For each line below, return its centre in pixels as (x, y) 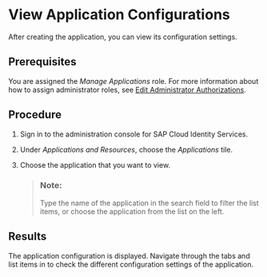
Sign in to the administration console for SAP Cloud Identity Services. (134, 134)
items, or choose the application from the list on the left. (132, 211)
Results (28, 237)
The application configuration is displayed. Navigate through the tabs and (129, 255)
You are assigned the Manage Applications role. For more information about (133, 81)
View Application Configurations (119, 15)
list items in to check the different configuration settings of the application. (131, 264)
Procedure (35, 115)
